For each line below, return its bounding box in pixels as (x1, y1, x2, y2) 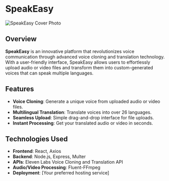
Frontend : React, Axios (12, 148, 62, 154)
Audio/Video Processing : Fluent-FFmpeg (12, 164, 101, 171)
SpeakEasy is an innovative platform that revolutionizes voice (5, 48, 135, 54)
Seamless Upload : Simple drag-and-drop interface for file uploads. (12, 114, 154, 120)
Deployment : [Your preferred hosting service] (12, 170, 109, 176)
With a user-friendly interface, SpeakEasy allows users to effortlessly (5, 59, 151, 65)
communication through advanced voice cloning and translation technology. (5, 54, 165, 60)
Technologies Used (5, 135, 68, 143)
